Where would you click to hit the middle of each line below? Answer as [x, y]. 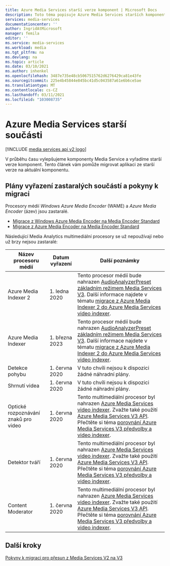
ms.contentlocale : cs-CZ [31, 90]
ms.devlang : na [21, 57]
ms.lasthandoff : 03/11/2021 [35, 95]
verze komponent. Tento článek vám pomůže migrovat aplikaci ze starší [80, 165]
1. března [61, 337]
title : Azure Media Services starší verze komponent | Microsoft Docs [81, 10]
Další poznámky [120, 260]
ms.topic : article [25, 62]
